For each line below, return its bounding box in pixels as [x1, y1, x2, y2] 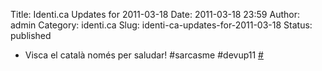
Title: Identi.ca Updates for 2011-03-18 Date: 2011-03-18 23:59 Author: [10, 9, 300, 20]
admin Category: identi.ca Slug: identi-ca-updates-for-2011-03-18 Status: [10, 19, 313, 31]
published [10, 30, 52, 41]
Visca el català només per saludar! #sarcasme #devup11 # [24, 49, 264, 61]
